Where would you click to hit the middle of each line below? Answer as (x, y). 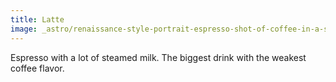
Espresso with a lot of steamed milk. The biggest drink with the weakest (158, 57)
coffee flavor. (37, 68)
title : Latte (37, 19)
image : (24, 29)
